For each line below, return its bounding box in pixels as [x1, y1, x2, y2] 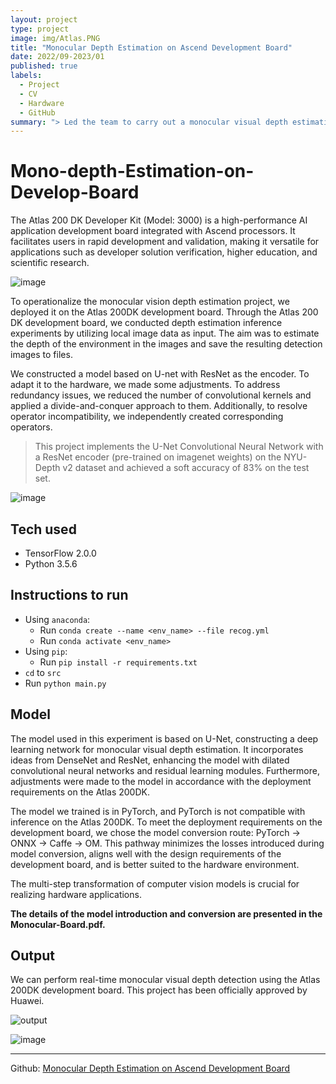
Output [10, 947, 55, 965]
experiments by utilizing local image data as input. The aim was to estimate [10, 327, 320, 340]
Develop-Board [10, 181, 140, 204]
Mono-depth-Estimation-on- [10, 160, 255, 183]
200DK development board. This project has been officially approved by [10, 984, 308, 996]
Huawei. [10, 995, 45, 1007]
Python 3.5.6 [24, 558, 78, 570]
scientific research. [10, 257, 90, 269]
